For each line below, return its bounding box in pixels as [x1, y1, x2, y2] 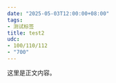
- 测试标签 [7, 23, 35, 30]
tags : [7, 17, 23, 24]
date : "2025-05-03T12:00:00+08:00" [7, 10, 110, 17]
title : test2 [7, 29, 45, 37]
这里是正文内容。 [7, 68, 56, 77]
